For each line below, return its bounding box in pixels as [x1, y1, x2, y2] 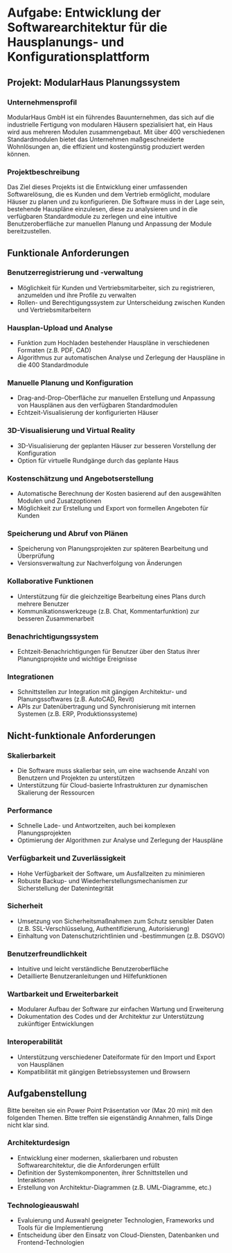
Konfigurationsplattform [7, 49, 150, 65]
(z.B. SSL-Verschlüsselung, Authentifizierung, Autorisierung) [17, 924, 190, 932]
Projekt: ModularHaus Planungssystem [7, 76, 180, 88]
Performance [7, 806, 53, 815]
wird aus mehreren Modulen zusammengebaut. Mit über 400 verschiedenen [7, 127, 225, 136]
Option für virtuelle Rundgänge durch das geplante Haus [17, 456, 179, 465]
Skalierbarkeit [7, 750, 56, 760]
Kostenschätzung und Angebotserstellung [7, 473, 154, 483]
